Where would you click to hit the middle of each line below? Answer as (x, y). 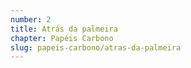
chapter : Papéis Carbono (62, 38)
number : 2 (31, 19)
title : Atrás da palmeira (64, 29)
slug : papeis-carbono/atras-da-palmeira (96, 47)
